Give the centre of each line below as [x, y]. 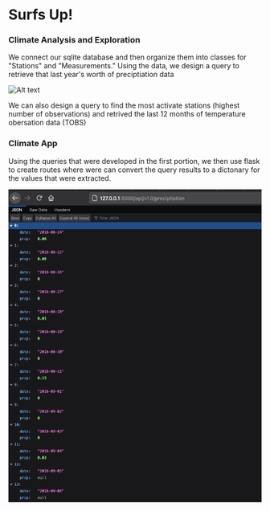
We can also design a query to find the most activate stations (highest [124, 105]
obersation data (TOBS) [47, 123]
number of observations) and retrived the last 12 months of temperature [127, 114]
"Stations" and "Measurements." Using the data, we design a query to [124, 66]
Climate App [33, 144]
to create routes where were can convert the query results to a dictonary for [134, 170]
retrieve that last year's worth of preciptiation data [91, 75]
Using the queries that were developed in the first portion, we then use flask [134, 161]
